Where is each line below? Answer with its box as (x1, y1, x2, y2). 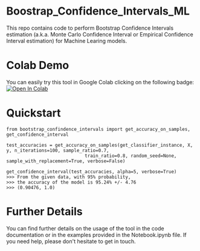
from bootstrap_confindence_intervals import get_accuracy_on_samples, (6, 126, 190, 132)
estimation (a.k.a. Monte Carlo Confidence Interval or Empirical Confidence (6, 30, 193, 38)
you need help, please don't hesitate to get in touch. (6, 238, 136, 245)
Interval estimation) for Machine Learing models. (6, 37, 127, 44)
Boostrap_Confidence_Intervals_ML (6, 4, 190, 18)
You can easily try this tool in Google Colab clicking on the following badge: (6, 78, 195, 85)
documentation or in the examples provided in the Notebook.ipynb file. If (6, 231, 187, 238)
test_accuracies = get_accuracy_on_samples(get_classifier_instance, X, (6, 142, 193, 148)
